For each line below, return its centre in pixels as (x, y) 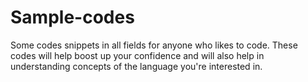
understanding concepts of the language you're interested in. (136, 66)
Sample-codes (72, 17)
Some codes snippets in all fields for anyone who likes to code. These (154, 45)
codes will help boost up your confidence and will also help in (137, 55)
